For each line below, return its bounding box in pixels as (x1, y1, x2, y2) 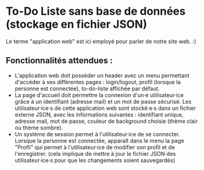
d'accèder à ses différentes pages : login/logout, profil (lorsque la (14, 78, 181, 85)
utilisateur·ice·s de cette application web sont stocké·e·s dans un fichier (14, 104, 196, 112)
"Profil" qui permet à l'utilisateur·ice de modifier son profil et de (14, 143, 175, 151)
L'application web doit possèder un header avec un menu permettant (14, 72, 190, 79)
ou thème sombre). (14, 124, 63, 131)
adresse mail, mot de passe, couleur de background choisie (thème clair (14, 117, 198, 125)
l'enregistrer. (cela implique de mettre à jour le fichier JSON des (14, 150, 176, 157)
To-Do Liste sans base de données (6, 4, 186, 18)
